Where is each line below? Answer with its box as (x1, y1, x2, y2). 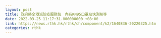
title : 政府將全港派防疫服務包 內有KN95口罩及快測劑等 (5, 12, 107, 17)
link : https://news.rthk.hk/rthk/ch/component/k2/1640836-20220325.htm (5, 21, 156, 26)
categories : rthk (5, 26, 41, 31)
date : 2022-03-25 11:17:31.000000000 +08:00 (5, 16, 99, 21)
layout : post (5, 7, 32, 12)
